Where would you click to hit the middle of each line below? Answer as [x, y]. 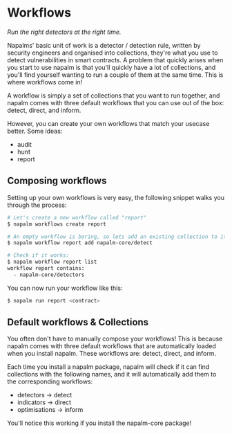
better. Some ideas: [35, 131]
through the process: [37, 205]
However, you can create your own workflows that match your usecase [108, 123]
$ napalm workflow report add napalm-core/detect [80, 243]
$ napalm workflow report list [52, 262]
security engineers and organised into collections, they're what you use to [113, 53]
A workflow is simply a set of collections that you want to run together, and [114, 96]
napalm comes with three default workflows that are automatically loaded [112, 346]
